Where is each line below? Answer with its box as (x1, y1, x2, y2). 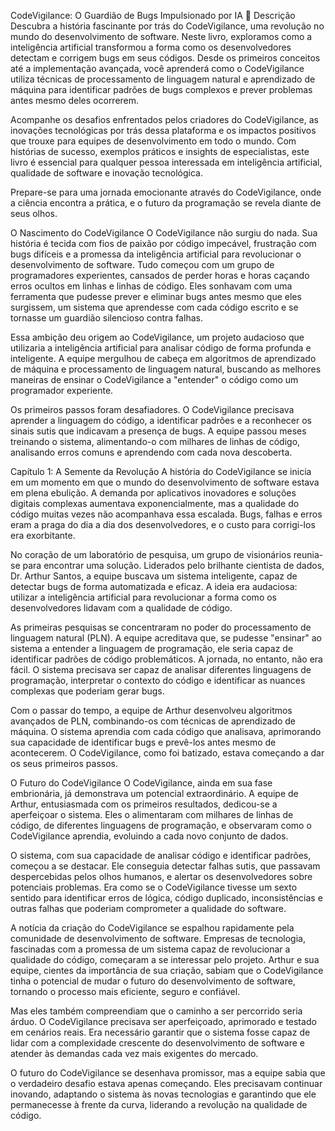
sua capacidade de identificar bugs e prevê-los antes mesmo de (10, 736, 277, 748)
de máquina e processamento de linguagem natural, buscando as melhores (10, 363, 322, 375)
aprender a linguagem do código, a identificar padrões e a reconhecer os (10, 415, 312, 426)
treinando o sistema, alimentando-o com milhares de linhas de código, (10, 436, 301, 447)
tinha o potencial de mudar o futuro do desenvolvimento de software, (10, 975, 296, 987)
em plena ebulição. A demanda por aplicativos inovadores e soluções (10, 487, 297, 499)
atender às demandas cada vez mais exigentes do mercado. (10, 1048, 259, 1059)
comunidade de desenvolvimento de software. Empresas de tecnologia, (10, 933, 306, 944)
